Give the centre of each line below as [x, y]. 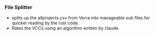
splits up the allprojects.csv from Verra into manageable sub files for [81, 18]
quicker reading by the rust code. [45, 23]
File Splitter [19, 7]
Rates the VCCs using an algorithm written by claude [65, 28]
